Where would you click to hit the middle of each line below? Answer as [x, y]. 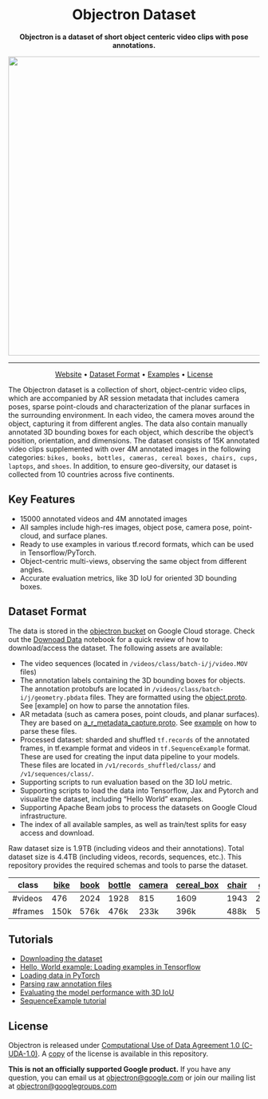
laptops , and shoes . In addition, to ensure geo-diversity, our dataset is [123, 466]
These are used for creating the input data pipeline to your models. [130, 756]
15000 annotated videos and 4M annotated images [103, 518]
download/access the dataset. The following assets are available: [116, 648]
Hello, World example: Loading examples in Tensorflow [110, 967]
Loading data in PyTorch [60, 975]
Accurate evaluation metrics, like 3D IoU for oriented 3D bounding [128, 578]
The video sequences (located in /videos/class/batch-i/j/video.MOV [134, 663]
